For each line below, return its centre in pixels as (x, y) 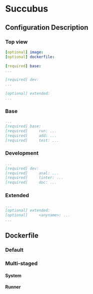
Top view (16, 42)
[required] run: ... (31, 131)
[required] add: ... (31, 136)
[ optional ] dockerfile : (30, 57)
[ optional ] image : (24, 52)
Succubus (27, 9)
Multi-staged (21, 264)
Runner (13, 287)
